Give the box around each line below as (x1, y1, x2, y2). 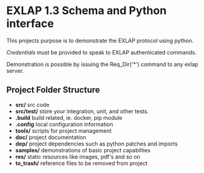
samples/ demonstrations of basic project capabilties (15, 146, 151, 153)
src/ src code (15, 101, 50, 108)
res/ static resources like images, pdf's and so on (15, 153, 141, 160)
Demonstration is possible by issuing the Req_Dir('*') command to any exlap (6, 61, 198, 68)
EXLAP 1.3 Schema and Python (6, 4, 167, 18)
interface (6, 17, 54, 31)
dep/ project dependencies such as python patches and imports (15, 140, 178, 147)
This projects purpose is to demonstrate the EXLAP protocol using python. (6, 37, 194, 44)
